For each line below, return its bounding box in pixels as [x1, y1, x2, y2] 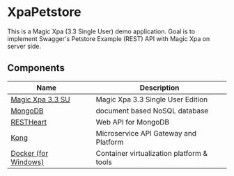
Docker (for [10, 148, 49, 158]
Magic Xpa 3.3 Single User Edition [95, 95, 208, 104]
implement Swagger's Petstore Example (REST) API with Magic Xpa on [7, 34, 210, 42]
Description [139, 83, 180, 93]
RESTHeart [10, 117, 47, 127]
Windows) [10, 157, 44, 167]
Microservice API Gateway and [95, 128, 197, 138]
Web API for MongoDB [95, 117, 170, 127]
